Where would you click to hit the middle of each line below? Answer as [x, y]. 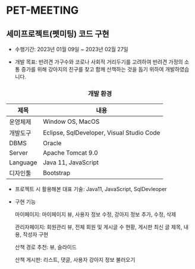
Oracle [52, 143]
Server [18, 153]
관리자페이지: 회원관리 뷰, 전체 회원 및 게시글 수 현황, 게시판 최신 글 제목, [98, 227]
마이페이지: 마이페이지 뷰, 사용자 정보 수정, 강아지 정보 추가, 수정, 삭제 [95, 214]
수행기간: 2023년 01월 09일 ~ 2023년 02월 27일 [72, 49]
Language [23, 162]
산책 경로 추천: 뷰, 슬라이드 [46, 247]
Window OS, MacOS [71, 121]
